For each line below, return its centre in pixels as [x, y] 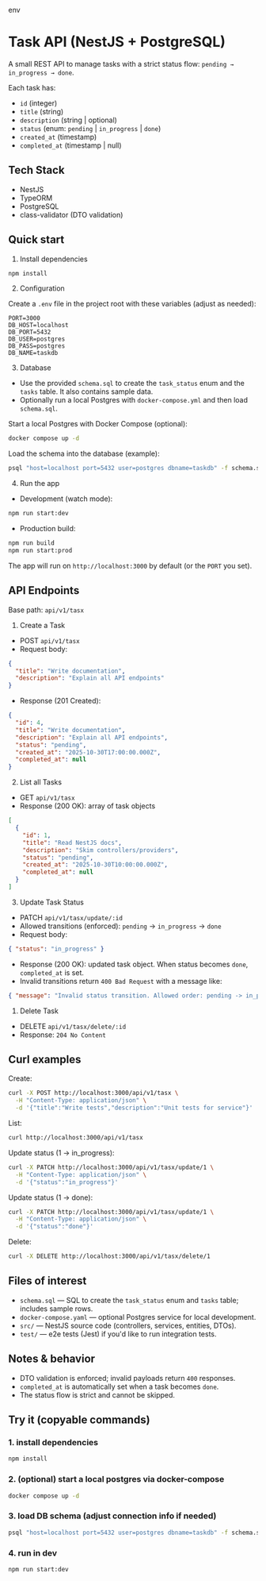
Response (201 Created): [60, 701]
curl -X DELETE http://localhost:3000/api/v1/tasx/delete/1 [110, 1256]
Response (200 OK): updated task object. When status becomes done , [134, 964]
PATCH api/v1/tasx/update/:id [71, 917]
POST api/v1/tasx [50, 640]
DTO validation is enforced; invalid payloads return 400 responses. [127, 1378]
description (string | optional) [68, 120]
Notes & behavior [52, 1359]
